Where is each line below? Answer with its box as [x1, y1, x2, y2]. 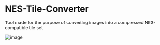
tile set [29, 24, 43, 30]
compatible [5, 24, 28, 30]
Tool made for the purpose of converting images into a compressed [5, 20, 144, 25]
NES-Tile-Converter [5, 3, 89, 15]
